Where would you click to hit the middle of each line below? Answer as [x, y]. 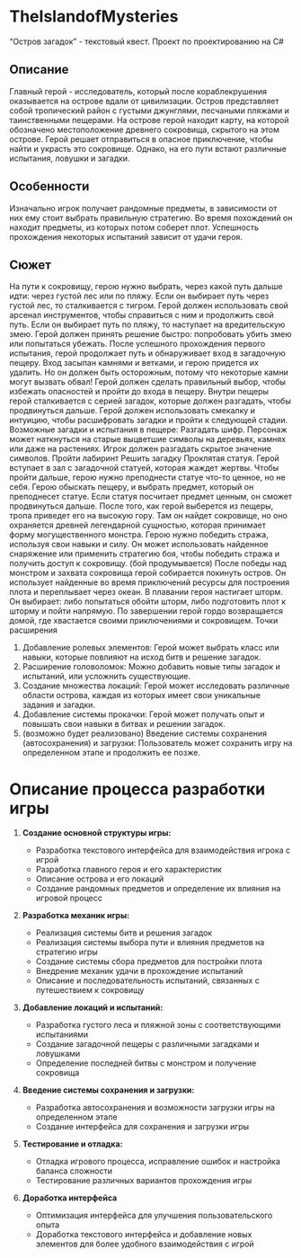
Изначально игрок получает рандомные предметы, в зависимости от [143, 208]
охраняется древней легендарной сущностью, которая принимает [138, 525]
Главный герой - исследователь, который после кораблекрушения [138, 91]
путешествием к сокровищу [90, 990]
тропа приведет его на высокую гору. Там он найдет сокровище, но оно [148, 516]
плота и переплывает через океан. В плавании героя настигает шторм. [146, 592]
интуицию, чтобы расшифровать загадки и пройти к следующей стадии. [149, 421]
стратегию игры [67, 952]
